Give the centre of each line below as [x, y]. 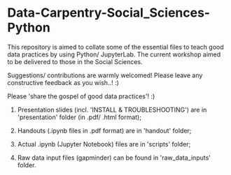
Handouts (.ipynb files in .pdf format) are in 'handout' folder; [104, 130]
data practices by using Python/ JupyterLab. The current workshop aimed [114, 54]
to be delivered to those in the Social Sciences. [75, 61]
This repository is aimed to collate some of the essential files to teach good [115, 47]
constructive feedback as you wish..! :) [63, 82]
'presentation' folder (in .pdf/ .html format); [79, 117]
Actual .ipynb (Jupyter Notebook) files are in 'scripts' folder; [104, 144]
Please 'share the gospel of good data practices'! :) [81, 96]
